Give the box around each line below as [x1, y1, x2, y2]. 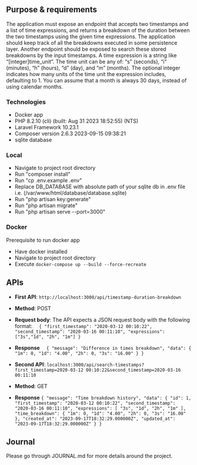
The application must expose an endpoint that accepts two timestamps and [6, 20, 189, 27]
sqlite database [14, 136, 52, 143]
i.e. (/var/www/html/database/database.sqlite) [14, 189, 127, 197]
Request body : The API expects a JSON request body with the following [14, 316, 190, 323]
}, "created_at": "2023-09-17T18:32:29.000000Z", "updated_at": [14, 415, 176, 421]
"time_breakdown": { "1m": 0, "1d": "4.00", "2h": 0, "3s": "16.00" [14, 410, 186, 417]
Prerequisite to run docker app [6, 236, 81, 244]
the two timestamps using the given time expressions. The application [6, 32, 176, 40]
